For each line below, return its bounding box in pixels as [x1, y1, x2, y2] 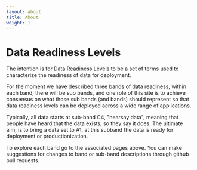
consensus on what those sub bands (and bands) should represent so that [6, 96, 190, 103]
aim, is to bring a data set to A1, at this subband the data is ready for [6, 126, 174, 134]
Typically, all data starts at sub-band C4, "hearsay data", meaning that [6, 114, 179, 121]
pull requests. [6, 157, 40, 164]
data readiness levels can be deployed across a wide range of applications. [6, 102, 192, 109]
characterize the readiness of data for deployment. [6, 72, 131, 79]
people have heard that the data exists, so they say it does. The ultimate [6, 120, 183, 127]
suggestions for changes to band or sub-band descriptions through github [6, 150, 189, 158]
